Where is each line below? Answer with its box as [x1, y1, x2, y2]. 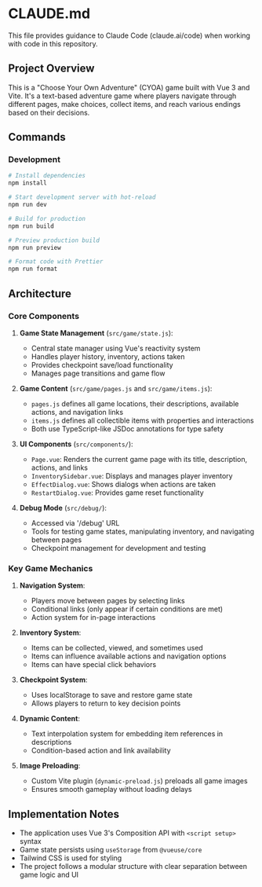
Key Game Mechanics [8, 563, 93, 574]
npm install [8, 179, 47, 187]
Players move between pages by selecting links [31, 596, 186, 606]
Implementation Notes [8, 807, 120, 821]
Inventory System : [19, 628, 82, 637]
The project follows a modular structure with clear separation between [19, 861, 247, 871]
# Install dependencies [8, 172, 86, 180]
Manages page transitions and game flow [31, 368, 166, 378]
